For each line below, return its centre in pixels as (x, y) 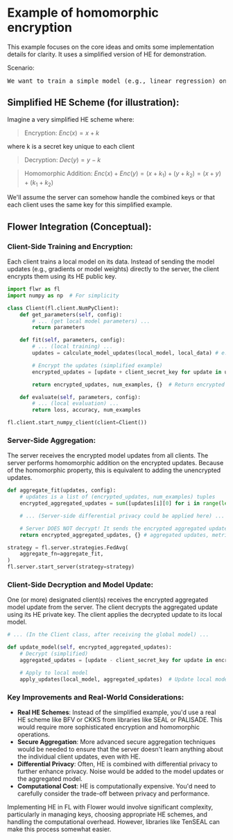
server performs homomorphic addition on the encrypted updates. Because (115, 463)
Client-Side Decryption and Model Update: (80, 584)
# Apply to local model (54, 672)
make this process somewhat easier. (59, 829)
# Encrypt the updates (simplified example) (97, 365)
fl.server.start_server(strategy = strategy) (71, 567)
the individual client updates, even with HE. (79, 757)
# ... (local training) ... (72, 347)
